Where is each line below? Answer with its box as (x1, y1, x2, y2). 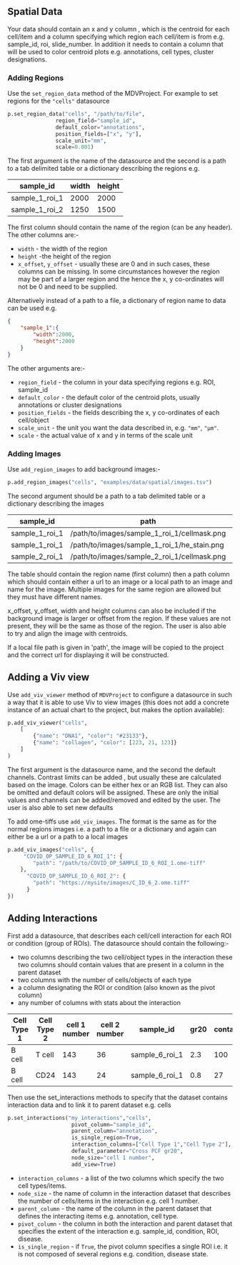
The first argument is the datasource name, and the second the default (7, 765, 216, 774)
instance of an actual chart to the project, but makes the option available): (7, 705, 225, 714)
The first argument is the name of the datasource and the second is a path (7, 156, 226, 165)
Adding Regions (7, 73, 64, 83)
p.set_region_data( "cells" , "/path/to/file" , (7, 111, 145, 118)
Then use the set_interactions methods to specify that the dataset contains (7, 1093, 229, 1101)
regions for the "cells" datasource (7, 96, 110, 106)
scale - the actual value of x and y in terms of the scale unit (17, 431, 193, 439)
